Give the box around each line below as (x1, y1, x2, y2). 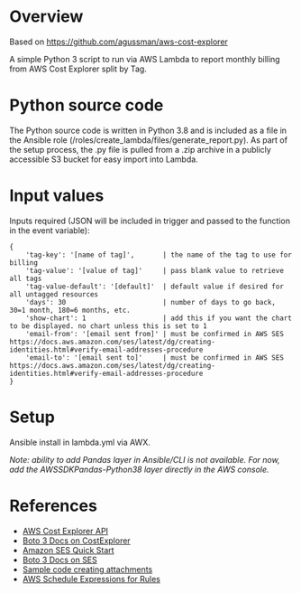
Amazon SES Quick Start (22, 544, 114, 555)
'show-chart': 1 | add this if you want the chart (25, 314, 293, 323)
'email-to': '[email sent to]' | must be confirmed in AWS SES (25, 353, 284, 362)
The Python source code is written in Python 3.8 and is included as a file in (9, 125, 287, 136)
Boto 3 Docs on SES (22, 554, 97, 565)
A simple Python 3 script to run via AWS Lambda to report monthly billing (9, 53, 281, 64)
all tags (9, 274, 42, 283)
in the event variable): (9, 224, 90, 236)
